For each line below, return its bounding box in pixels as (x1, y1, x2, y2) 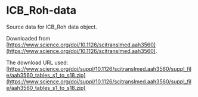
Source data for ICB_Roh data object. (6, 23, 97, 30)
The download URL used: (6, 59, 69, 66)
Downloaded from (6, 35, 51, 42)
